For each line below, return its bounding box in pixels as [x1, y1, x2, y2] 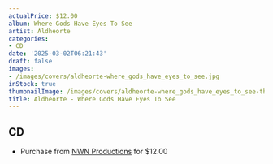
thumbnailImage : [8, 87, 63, 96]
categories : [8, 34, 49, 43]
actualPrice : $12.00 [8, 11, 79, 20]
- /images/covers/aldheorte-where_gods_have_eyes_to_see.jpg [8, 72, 220, 80]
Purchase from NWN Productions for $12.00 [19, 147, 168, 157]
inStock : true [8, 80, 57, 88]
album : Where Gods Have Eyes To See [8, 19, 132, 28]
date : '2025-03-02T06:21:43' [8, 50, 107, 58]
